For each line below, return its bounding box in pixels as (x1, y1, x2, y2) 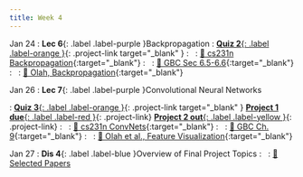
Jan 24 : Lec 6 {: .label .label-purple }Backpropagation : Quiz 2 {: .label (9, 38, 270, 49)
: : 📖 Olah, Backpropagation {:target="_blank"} (9, 67, 184, 78)
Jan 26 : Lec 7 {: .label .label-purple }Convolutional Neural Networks (9, 84, 262, 95)
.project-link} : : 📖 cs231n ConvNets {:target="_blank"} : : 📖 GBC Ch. (9, 121, 270, 132)
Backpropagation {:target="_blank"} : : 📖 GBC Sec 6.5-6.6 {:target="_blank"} (9, 57, 295, 68)
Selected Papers (9, 157, 71, 168)
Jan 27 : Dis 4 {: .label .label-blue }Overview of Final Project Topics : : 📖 (9, 148, 279, 159)
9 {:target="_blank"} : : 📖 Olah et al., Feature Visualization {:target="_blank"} (9, 130, 293, 141)
